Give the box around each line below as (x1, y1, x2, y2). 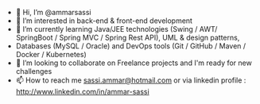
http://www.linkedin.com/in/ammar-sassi (15, 87, 149, 96)
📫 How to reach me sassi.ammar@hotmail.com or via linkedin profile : (15, 75, 246, 85)
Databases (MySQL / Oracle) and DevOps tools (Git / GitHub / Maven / (15, 41, 246, 51)
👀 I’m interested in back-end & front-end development (15, 16, 193, 25)
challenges (15, 67, 52, 75)
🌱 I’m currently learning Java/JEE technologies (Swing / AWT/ (15, 25, 218, 33)
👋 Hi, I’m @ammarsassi (15, 8, 91, 17)
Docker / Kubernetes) (15, 50, 87, 59)
